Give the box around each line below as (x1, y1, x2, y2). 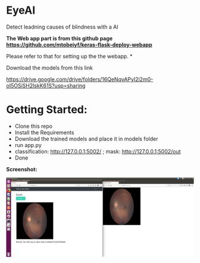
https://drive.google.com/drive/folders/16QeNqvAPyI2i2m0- (6, 76, 154, 83)
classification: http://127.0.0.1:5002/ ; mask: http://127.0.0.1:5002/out (14, 148, 181, 155)
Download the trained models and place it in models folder (14, 135, 158, 142)
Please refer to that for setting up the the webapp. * (6, 52, 133, 60)
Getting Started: (6, 103, 87, 117)
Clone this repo (14, 123, 52, 130)
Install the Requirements (14, 129, 74, 136)
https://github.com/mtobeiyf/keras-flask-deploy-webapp (6, 41, 153, 48)
